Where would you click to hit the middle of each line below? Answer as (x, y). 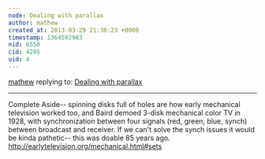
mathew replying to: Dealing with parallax (75, 81)
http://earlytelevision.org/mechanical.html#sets (85, 146)
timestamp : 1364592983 (45, 37)
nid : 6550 (24, 45)
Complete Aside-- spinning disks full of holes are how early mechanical (124, 104)
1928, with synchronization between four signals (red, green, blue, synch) (128, 121)
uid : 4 (19, 60)
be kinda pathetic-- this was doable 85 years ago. (90, 138)
